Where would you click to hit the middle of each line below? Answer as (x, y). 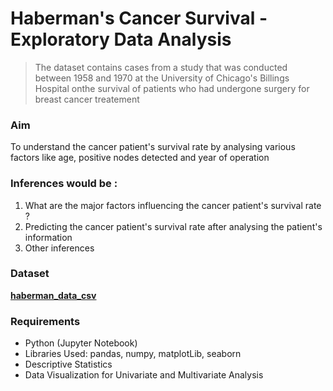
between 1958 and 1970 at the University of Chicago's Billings (162, 78)
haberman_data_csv (53, 295)
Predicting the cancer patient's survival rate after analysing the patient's (173, 226)
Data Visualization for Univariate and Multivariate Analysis (144, 375)
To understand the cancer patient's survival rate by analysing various (153, 147)
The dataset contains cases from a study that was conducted (161, 67)
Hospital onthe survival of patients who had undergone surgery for (172, 88)
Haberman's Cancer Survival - (139, 18)
